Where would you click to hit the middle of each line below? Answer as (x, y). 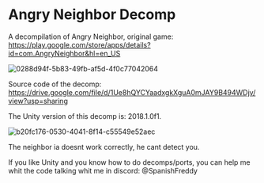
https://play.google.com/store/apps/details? (80, 44)
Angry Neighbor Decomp (92, 15)
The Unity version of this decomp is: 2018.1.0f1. (85, 116)
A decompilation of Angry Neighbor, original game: (91, 36)
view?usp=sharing (38, 101)
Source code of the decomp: (55, 84)
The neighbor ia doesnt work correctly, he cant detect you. (104, 147)
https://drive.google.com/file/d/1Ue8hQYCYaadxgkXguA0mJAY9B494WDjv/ (132, 92)
